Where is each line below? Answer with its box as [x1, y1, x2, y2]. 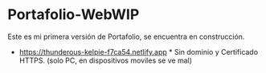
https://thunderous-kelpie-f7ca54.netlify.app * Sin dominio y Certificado [18, 47, 259, 56]
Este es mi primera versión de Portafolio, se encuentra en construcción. [7, 32, 245, 41]
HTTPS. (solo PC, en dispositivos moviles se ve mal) [18, 56, 193, 65]
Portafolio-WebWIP [7, 6, 140, 24]
